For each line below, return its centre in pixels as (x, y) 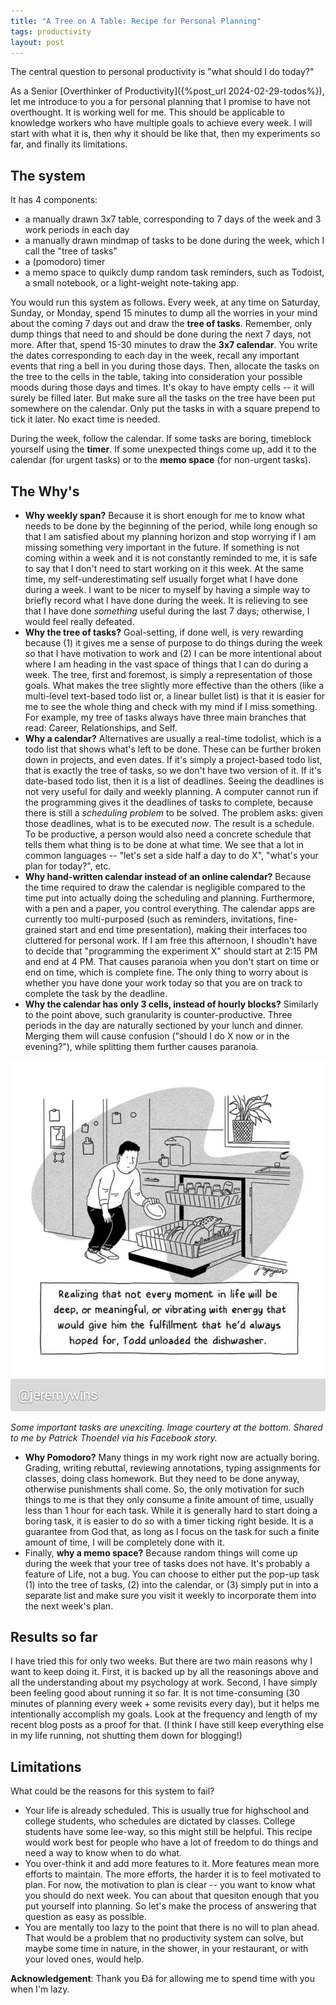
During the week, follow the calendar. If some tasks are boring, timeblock (161, 439)
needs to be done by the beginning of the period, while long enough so (171, 526)
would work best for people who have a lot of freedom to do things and (171, 1842)
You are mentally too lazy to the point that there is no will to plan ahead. (172, 1927)
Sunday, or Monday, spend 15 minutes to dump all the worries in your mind (164, 313)
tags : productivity (51, 31)
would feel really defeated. (79, 621)
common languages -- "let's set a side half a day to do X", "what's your (171, 855)
